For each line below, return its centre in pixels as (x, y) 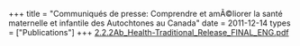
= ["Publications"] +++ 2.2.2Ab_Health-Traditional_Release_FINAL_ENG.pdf (149, 32)
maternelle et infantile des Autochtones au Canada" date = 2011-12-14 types (150, 23)
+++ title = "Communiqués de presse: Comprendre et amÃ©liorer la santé (145, 14)
